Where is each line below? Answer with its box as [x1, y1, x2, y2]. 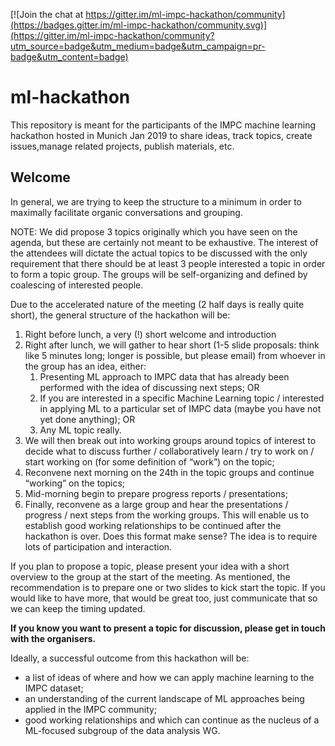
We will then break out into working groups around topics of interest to [24, 434, 317, 446]
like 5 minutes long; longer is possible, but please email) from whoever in [24, 349, 326, 361]
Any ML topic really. [39, 424, 122, 436]
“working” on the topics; [24, 477, 126, 489]
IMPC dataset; [24, 682, 84, 694]
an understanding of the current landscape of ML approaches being [24, 692, 305, 704]
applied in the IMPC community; [24, 703, 158, 715]
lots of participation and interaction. [24, 540, 173, 553]
